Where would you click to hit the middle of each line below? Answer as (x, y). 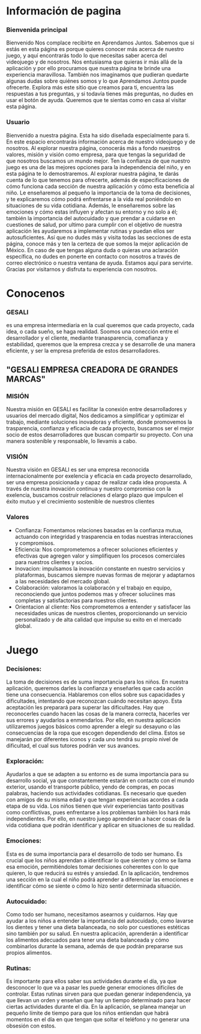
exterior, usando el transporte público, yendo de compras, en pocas (90, 787)
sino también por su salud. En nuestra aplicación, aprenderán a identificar (97, 933)
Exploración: (25, 761)
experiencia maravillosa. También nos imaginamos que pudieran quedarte (97, 75)
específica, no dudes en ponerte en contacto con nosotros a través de (93, 256)
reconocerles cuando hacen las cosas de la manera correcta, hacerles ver (98, 714)
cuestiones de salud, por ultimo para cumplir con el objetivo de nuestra (94, 224)
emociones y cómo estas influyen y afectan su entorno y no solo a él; (92, 212)
